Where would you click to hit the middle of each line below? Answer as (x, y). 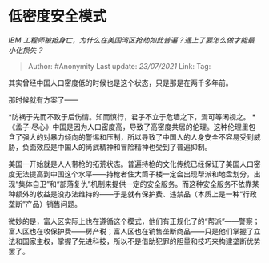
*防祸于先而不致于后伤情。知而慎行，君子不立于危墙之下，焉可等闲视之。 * (132, 116)
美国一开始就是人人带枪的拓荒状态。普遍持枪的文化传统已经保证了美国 (124, 164)
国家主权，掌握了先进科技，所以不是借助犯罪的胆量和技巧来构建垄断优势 (141, 241)
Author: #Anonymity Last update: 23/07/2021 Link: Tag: (119, 66)
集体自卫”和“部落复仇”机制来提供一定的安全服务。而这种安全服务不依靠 (135, 184)
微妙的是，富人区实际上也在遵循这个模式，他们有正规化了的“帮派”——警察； (134, 221)
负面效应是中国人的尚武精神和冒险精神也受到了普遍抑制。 (117, 147)
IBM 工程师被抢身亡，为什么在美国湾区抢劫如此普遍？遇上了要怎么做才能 (128, 40)
